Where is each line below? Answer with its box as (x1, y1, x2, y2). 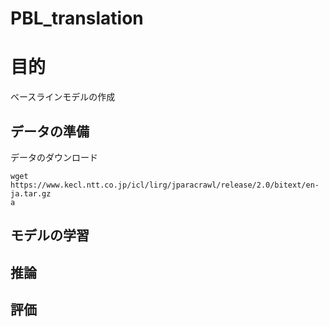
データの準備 (10, 123, 90, 140)
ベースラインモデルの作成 (10, 91, 116, 103)
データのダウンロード (10, 151, 98, 163)
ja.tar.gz (10, 188, 52, 199)
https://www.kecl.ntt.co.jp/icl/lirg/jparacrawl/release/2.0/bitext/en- (10, 180, 320, 190)
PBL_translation (10, 7, 144, 30)
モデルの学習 (10, 227, 90, 244)
